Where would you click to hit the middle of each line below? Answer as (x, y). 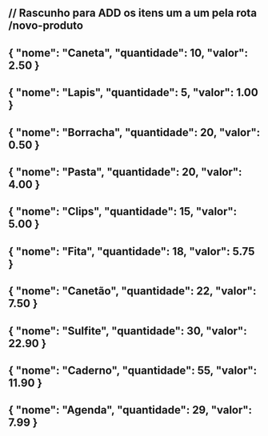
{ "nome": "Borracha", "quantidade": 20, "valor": (134, 132)
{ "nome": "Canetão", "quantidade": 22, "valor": (132, 291)
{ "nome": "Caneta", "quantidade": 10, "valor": (128, 52)
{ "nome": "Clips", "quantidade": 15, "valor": (123, 212)
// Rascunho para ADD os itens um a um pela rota (133, 13)
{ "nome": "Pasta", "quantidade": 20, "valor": (125, 172)
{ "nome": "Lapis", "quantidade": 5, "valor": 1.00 (133, 92)
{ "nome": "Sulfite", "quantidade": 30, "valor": (128, 331)
